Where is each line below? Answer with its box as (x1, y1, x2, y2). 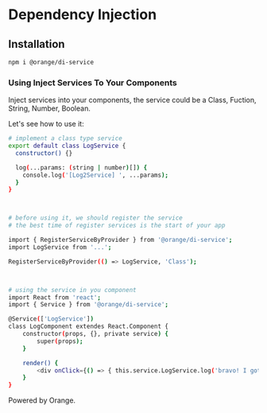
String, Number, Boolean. (8, 103, 91, 113)
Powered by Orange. (8, 395, 76, 405)
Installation (8, 37, 65, 51)
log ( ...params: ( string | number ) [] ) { (15, 163, 148, 172)
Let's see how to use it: (8, 119, 85, 129)
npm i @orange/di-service (8, 58, 94, 66)
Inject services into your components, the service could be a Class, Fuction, (8, 95, 257, 105)
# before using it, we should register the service (8, 214, 183, 222)
